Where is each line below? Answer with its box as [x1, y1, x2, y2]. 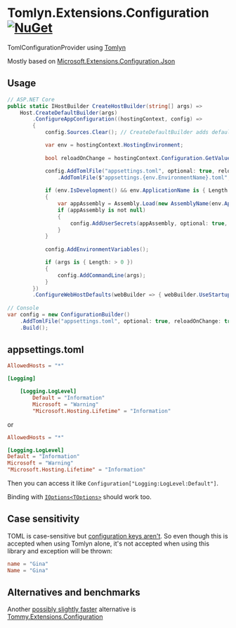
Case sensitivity [7, 513, 80, 525]
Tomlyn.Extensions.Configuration [7, 5, 209, 21]
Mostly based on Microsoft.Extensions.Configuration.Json [7, 56, 176, 65]
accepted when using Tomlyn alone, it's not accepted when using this [7, 539, 209, 548]
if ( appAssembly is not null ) [57, 207, 146, 214]
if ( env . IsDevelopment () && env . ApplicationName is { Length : [44, 187, 231, 195]
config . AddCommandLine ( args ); [57, 271, 146, 279]
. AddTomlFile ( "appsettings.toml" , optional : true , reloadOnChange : [20, 317, 221, 325]
